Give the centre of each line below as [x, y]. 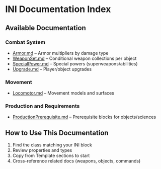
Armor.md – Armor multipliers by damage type [60, 53]
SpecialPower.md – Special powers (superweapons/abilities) [75, 63]
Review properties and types [42, 150]
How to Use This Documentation [57, 133]
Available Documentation [46, 28]
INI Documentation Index [58, 9]
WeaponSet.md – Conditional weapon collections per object [74, 58]
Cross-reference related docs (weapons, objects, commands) [76, 161]
